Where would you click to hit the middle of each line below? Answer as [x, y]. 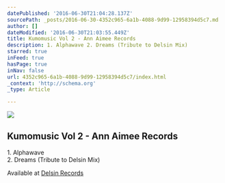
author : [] [23, 26]
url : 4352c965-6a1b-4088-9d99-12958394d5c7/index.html [87, 77]
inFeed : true [26, 58]
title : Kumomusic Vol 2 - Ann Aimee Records [71, 39]
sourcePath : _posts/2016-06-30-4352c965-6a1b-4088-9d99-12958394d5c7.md [113, 20]
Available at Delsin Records [45, 173]
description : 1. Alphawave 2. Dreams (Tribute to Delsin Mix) [97, 45]
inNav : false [26, 70]
